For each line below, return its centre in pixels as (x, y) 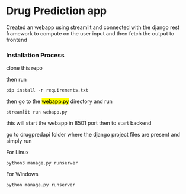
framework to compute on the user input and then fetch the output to (90, 33)
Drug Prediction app (57, 11)
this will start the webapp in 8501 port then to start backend (79, 123)
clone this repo (24, 68)
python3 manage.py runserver (42, 163)
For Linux (17, 153)
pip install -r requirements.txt (47, 90)
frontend (17, 40)
